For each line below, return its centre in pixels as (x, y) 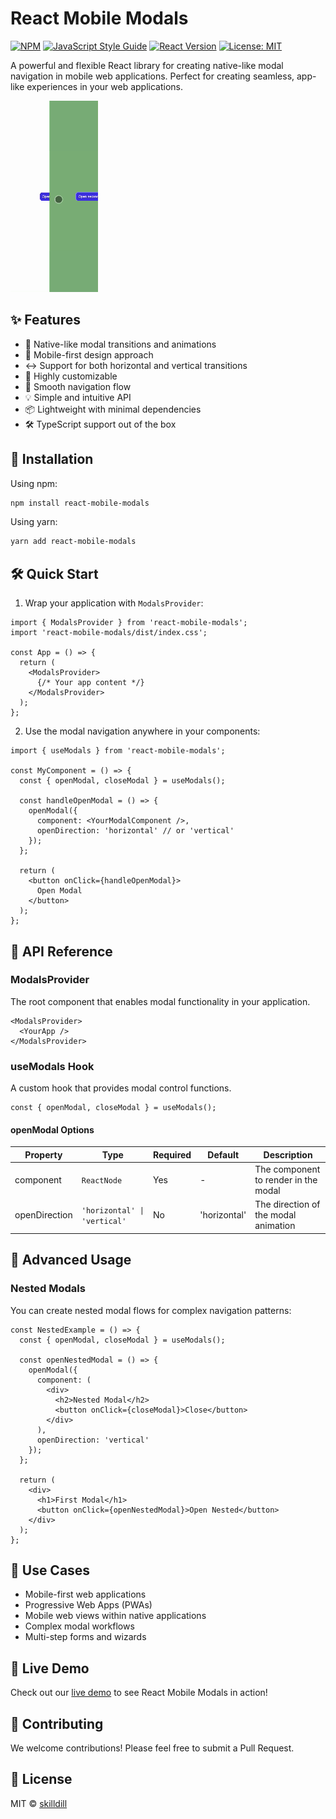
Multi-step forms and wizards (85, 1637)
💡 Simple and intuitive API (78, 397)
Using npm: (34, 483)
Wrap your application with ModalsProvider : (114, 603)
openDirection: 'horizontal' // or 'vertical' (135, 831)
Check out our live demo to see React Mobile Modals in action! (139, 1693)
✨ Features (45, 320)
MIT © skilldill (39, 1803)
